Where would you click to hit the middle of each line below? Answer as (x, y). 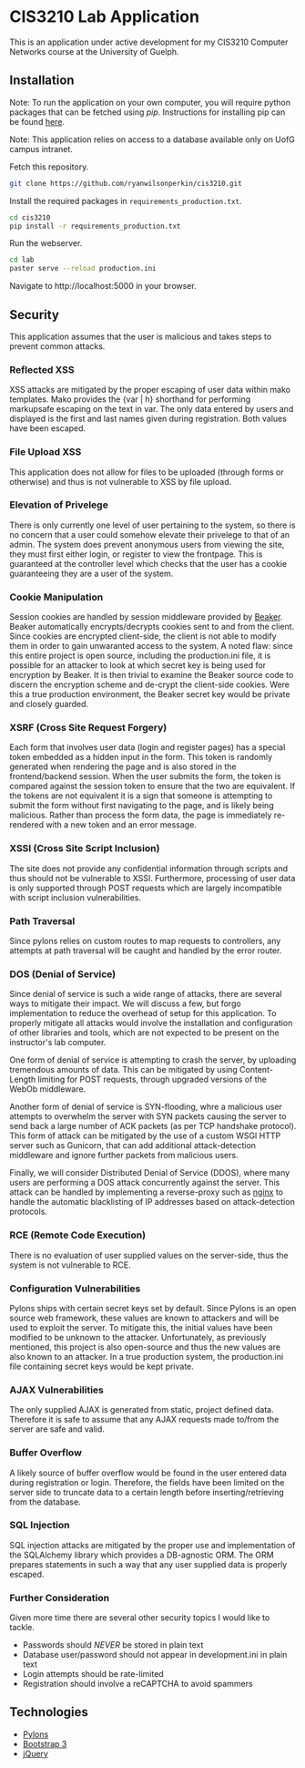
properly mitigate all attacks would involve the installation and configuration (151, 1023)
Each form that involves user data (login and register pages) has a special (147, 747)
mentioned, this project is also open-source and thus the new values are (145, 1347)
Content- (256, 1070)
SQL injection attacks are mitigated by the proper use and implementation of (152, 1545)
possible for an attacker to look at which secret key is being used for (138, 665)
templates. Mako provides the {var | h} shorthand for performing (130, 399)
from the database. (45, 1502)
